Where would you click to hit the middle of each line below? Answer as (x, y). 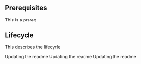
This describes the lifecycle (33, 47)
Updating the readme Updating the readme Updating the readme (70, 56)
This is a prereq (21, 20)
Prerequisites (26, 8)
